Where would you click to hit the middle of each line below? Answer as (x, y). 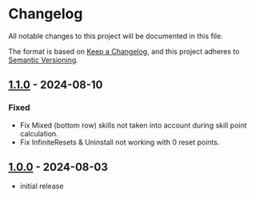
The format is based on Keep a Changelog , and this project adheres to (124, 51)
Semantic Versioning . (43, 60)
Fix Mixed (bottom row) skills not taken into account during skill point (133, 125)
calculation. (39, 133)
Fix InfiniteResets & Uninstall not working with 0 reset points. (120, 142)
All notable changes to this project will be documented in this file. (116, 36)
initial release (42, 186)
